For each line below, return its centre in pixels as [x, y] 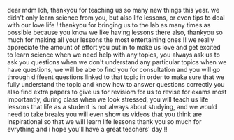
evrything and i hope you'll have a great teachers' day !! [87, 129]
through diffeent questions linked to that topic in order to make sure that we [116, 77]
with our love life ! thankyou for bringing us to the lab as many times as [109, 25]
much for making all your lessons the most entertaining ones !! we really [111, 40]
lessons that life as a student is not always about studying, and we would [112, 107]
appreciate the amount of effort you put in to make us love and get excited [114, 47]
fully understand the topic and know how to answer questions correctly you [116, 84]
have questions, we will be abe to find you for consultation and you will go [114, 70]
